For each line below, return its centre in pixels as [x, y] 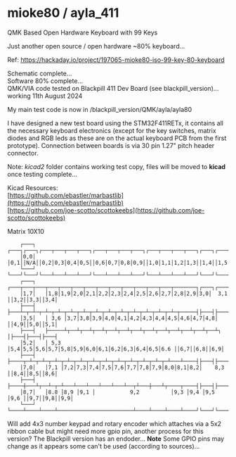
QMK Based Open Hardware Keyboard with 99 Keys [83, 32]
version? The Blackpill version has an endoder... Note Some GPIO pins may [116, 439]
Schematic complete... [40, 73]
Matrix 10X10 [26, 231]
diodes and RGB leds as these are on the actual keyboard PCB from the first [117, 138]
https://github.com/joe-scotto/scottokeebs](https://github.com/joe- [107, 210]
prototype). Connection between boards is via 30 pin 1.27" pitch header [111, 145]
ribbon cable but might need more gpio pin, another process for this [105, 431]
